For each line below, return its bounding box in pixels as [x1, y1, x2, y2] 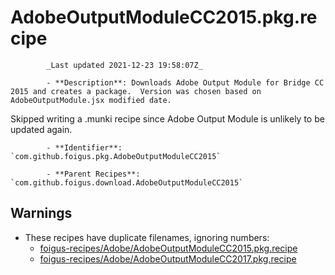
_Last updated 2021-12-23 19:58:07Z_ [46, 60, 203, 70]
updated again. [10, 123, 73, 135]
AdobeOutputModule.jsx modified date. [10, 95, 172, 105]
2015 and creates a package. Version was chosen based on [10, 86, 262, 96]
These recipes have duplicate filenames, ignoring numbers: [24, 231, 270, 243]
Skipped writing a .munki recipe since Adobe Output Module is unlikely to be [10, 112, 325, 125]
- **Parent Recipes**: [46, 169, 141, 179]
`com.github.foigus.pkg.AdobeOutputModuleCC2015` [10, 151, 222, 161]
